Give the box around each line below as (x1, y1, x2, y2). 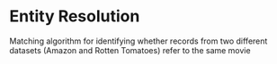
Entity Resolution (9, 6, 140, 27)
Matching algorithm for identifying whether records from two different (9, 36, 268, 46)
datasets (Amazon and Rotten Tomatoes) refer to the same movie (9, 44, 251, 55)
